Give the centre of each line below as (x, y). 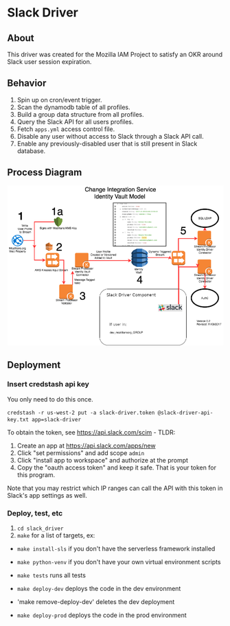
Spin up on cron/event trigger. (59, 100)
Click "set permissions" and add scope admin (81, 453)
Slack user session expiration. (49, 62)
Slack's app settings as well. (47, 495)
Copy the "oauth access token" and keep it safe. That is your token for (116, 467)
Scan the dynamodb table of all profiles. (73, 107)
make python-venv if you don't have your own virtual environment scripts (119, 562)
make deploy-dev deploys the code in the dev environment (99, 589)
